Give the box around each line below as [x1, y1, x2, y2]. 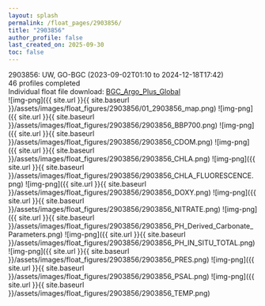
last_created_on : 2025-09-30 [8, 41, 104, 49]
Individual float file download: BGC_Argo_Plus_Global [8, 87, 180, 96]
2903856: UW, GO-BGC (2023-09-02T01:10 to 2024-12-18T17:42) [8, 70, 224, 79]
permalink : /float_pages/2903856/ [8, 19, 123, 27]
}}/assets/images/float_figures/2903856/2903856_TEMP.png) [8, 289, 211, 297]
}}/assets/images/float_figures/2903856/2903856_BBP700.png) [8, 120, 218, 130]
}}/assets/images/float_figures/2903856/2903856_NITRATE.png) [8, 205, 221, 213]
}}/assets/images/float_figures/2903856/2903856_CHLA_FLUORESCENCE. [8, 171, 254, 180]
